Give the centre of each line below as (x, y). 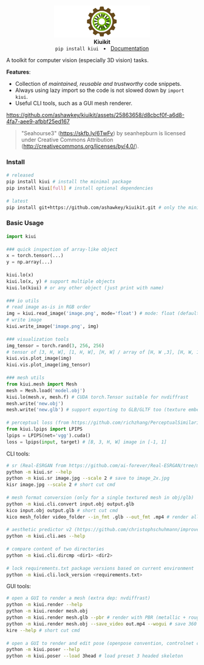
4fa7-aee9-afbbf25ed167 (38, 121)
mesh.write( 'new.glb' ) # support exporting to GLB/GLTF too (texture (96, 410)
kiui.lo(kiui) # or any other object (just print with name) (85, 288)
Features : (19, 72)
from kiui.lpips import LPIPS (45, 429)
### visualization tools (38, 339)
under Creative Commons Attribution (67, 140)
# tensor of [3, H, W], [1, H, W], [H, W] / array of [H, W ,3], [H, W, (100, 352)
